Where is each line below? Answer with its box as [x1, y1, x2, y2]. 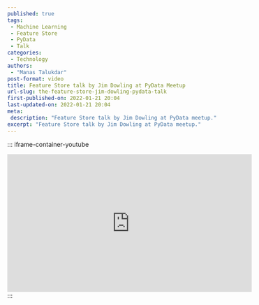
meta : [7, 108, 23, 115]
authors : [7, 62, 33, 69]
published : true [7, 10, 54, 17]
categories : [7, 50, 42, 57]
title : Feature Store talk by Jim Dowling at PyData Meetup [7, 82, 186, 89]
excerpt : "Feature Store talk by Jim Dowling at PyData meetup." [7, 120, 201, 128]
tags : [7, 17, 23, 24]
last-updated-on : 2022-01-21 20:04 [7, 101, 111, 108]
